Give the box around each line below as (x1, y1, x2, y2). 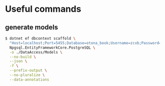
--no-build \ (9, 54, 36, 59)
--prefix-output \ (9, 68, 48, 73)
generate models (5, 23, 58, 31)
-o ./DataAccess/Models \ (9, 50, 63, 55)
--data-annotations (9, 77, 50, 82)
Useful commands (5, 3, 82, 15)
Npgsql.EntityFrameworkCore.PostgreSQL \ (9, 45, 96, 50)
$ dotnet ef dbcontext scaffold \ (5, 36, 76, 41)
